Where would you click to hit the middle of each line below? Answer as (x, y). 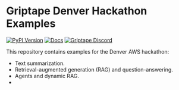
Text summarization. (40, 63)
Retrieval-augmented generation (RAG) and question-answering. (94, 69)
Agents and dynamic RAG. (47, 76)
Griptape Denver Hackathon (77, 11)
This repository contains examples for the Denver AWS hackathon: (88, 51)
